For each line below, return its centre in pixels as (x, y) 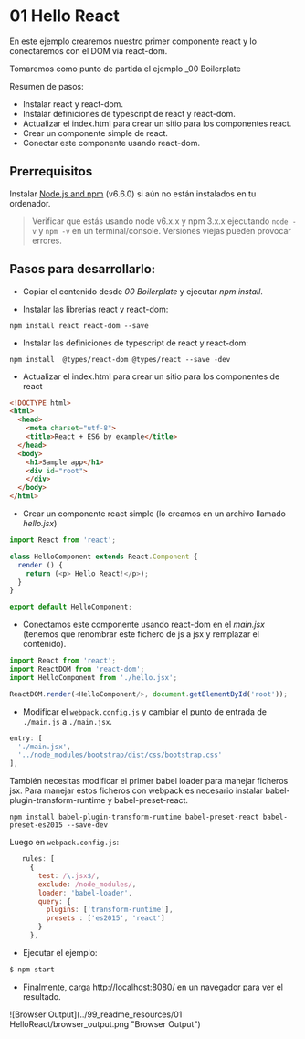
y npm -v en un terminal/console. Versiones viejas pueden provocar (165, 230)
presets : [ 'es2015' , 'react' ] (106, 918)
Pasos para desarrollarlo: (83, 269)
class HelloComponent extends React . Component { (104, 557)
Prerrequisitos (51, 171)
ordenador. (30, 203)
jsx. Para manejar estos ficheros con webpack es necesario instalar (137, 790)
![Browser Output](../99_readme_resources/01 (96, 1014)
